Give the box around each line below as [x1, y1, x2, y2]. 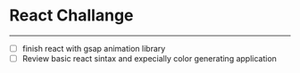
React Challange [9, 5, 134, 26]
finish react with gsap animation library [21, 43, 166, 53]
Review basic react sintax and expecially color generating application [21, 53, 277, 63]
